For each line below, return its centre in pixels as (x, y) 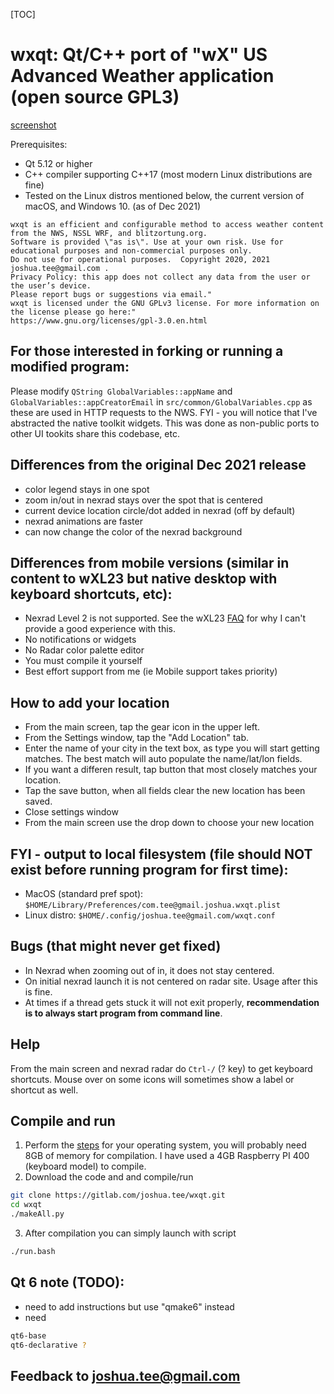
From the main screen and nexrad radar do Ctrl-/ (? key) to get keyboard (161, 1068)
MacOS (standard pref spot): (84, 893)
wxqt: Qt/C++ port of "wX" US (139, 55)
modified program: (70, 367)
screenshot (33, 125)
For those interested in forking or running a (147, 351)
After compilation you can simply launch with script (130, 1233)
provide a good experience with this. (100, 629)
